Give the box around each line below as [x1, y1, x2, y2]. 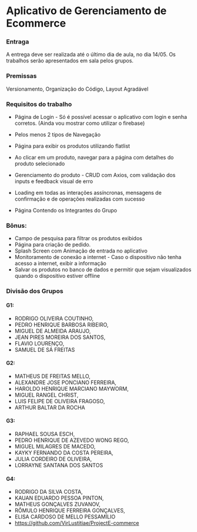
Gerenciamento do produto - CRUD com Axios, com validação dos [14, 172, 176, 179]
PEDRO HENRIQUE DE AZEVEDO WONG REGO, [14, 437, 129, 444]
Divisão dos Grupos [6, 287, 64, 295]
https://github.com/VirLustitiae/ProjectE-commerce [14, 520, 139, 527]
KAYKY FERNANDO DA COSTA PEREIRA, [14, 449, 113, 456]
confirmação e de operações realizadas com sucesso [14, 195, 145, 202]
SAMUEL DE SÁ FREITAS [14, 346, 75, 353]
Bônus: [6, 222, 27, 230]
